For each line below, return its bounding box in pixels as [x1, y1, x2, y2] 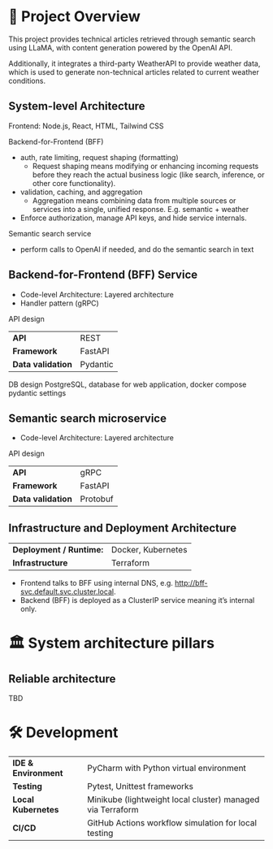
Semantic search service [8, 228, 92, 238]
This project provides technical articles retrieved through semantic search [8, 34, 256, 44]
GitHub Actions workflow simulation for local [86, 817, 258, 829]
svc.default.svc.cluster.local [19, 587, 115, 596]
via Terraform [86, 804, 140, 816]
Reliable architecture [8, 672, 116, 686]
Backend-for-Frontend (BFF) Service [8, 268, 198, 282]
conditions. [8, 76, 46, 85]
